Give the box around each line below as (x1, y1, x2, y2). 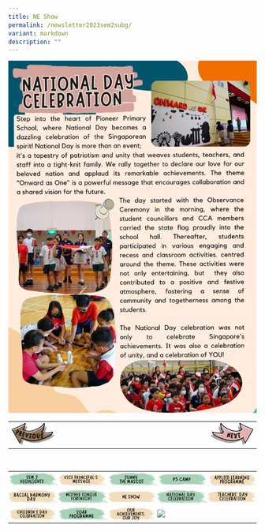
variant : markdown (8, 29, 69, 37)
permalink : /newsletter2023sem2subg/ (8, 21, 132, 29)
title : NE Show (8, 13, 58, 21)
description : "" (8, 38, 62, 46)
